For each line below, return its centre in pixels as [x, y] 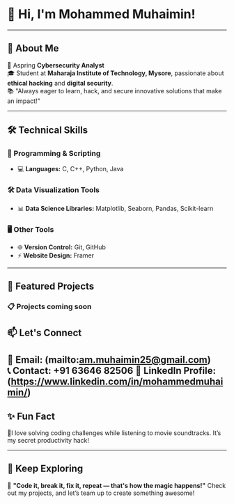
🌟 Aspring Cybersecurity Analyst [56, 65]
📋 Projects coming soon [49, 307]
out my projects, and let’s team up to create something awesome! [101, 493]
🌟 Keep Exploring [45, 469]
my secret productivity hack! [48, 440]
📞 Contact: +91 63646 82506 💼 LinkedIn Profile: [111, 371]
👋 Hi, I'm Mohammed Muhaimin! [102, 14]
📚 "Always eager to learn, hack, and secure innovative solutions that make [115, 90]
